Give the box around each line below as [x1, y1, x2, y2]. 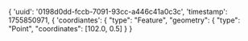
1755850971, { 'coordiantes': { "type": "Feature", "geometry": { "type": [8, 15, 241, 25]
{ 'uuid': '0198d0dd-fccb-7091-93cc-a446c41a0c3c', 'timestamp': [8, 7, 228, 16]
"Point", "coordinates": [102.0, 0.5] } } [8, 24, 133, 33]
